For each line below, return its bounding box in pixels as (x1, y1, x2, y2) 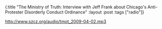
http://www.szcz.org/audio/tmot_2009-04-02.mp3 (5, 19, 107, 24)
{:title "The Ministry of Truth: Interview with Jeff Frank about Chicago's (5, 4, 147, 10)
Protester (5, 9, 24, 15)
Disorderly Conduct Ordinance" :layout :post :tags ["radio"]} (24, 9, 145, 15)
